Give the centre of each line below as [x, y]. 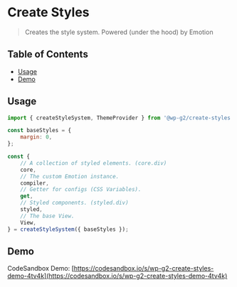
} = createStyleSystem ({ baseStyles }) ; [68, 229]
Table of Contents [48, 54]
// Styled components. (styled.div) [75, 203]
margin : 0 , [36, 137]
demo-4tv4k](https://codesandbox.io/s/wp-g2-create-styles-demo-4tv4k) [117, 276]
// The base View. [47, 216]
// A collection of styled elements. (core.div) [94, 163]
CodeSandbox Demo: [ [41, 269]
